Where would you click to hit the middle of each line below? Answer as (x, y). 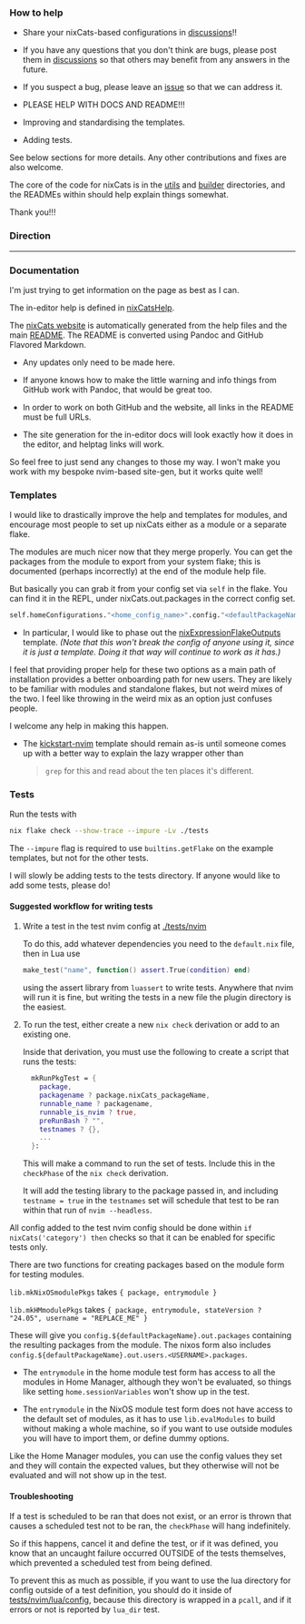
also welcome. (36, 167)
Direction (30, 236)
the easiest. (44, 1007)
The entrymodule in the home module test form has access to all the (149, 1373)
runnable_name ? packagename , (96, 1103)
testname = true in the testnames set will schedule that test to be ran (151, 1201)
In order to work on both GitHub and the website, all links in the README (158, 407)
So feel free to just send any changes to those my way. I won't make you (145, 462)
